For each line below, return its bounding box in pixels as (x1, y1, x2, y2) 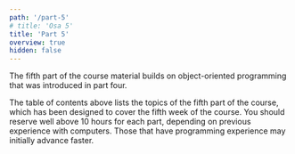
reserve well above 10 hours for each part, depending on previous (9, 117, 251, 127)
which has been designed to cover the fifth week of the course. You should (9, 107, 285, 118)
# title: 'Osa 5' (9, 21, 74, 30)
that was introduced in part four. (9, 80, 127, 91)
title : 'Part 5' (9, 29, 70, 38)
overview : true (9, 37, 66, 47)
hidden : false (9, 46, 62, 55)
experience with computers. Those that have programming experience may (9, 126, 286, 136)
